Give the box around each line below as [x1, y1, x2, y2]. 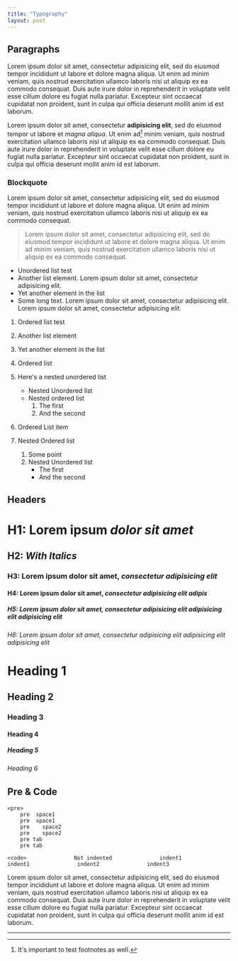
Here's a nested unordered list [17, 373, 106, 382]
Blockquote [7, 177, 48, 187]
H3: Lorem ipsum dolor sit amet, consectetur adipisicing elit [7, 572, 217, 582]
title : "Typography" [7, 10, 69, 18]
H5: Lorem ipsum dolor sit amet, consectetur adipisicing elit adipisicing [7, 605, 222, 613]
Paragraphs [7, 43, 60, 55]
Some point [28, 450, 62, 459]
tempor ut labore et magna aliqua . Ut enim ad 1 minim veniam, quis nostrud [7, 128, 225, 138]
